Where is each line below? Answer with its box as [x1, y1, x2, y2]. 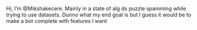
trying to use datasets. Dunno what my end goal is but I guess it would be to [6, 11, 192, 18]
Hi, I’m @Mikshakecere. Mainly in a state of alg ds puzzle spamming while [6, 5, 186, 12]
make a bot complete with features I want [6, 18, 108, 24]
